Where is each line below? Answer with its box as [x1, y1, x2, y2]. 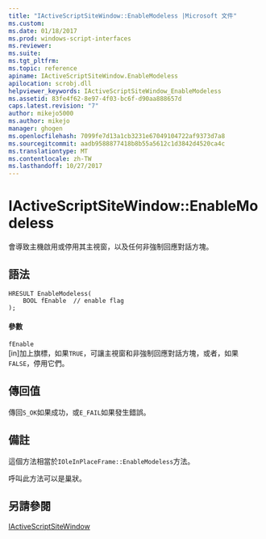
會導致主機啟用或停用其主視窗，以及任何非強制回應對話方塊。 [8, 242, 214, 251]
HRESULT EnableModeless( [8, 289, 92, 297]
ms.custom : [8, 19, 45, 27]
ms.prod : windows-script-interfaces [8, 34, 131, 43]
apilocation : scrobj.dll [8, 79, 92, 87]
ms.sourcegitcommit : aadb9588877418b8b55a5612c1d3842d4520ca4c [8, 139, 226, 148]
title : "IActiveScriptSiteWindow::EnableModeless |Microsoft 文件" [8, 11, 238, 20]
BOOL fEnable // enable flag [23, 297, 125, 305]
